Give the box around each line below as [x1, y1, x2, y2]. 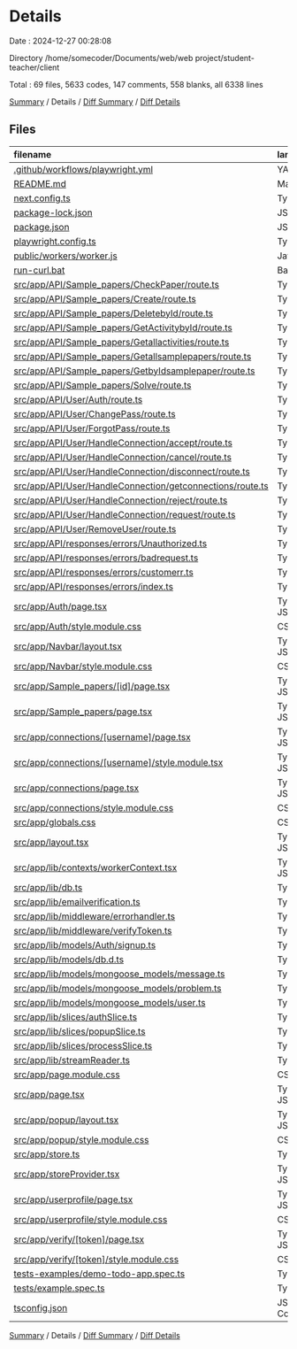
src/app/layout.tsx [13, 836, 89, 848]
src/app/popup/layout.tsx [13, 1114, 119, 1126]
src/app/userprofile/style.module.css [13, 1213, 168, 1225]
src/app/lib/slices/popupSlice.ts [13, 1025, 146, 1037]
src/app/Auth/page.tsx [13, 600, 108, 613]
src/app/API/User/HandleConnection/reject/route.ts [13, 494, 228, 506]
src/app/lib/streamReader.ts [13, 1053, 131, 1066]
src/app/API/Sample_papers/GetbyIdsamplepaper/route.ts [13, 365, 255, 377]
